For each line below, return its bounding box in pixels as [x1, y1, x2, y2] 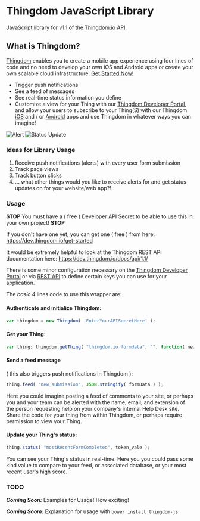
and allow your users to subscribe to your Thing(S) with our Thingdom [14, 106, 187, 114]
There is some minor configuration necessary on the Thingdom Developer [6, 266, 188, 274]
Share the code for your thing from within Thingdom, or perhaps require [6, 411, 183, 418]
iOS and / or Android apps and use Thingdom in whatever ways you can [14, 113, 192, 120]
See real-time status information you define [14, 94, 122, 101]
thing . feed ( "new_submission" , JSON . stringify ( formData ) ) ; [6, 382, 164, 387]
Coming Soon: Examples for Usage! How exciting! [6, 496, 129, 503]
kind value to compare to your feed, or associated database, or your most [6, 461, 187, 469]
